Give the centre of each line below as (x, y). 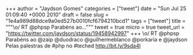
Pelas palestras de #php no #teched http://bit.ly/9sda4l (73, 46)
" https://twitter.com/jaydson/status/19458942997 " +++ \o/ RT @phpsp (92, 33)
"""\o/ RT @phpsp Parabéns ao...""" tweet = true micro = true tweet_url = (95, 27)
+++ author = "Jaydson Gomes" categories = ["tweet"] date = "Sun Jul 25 (96, 8)
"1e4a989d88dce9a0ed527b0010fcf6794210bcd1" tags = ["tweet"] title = (96, 21)
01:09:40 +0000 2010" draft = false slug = (57, 15)
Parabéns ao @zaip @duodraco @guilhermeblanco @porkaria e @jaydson (96, 39)
